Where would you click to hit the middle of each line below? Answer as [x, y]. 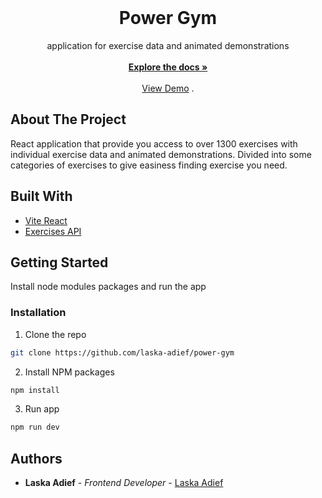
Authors [36, 458]
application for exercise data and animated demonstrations [168, 45]
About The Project [68, 119]
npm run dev [35, 427]
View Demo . [168, 88]
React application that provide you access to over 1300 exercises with [154, 143]
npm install [35, 390]
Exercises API [53, 231]
